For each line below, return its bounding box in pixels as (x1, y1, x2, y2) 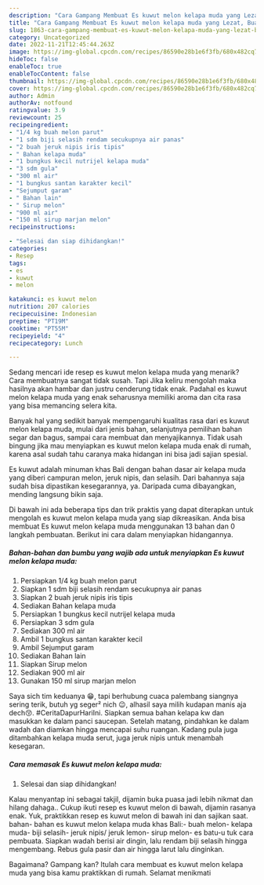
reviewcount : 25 (9, 114, 62, 122)
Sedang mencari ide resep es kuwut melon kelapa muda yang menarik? (9, 368, 240, 377)
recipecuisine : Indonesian (9, 310, 97, 318)
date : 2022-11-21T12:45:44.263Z (9, 41, 114, 49)
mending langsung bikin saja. (9, 490, 103, 499)
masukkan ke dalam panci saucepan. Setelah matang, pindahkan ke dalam (9, 716, 250, 726)
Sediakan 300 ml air (20, 626, 85, 636)
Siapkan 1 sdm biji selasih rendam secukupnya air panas (20, 584, 202, 594)
